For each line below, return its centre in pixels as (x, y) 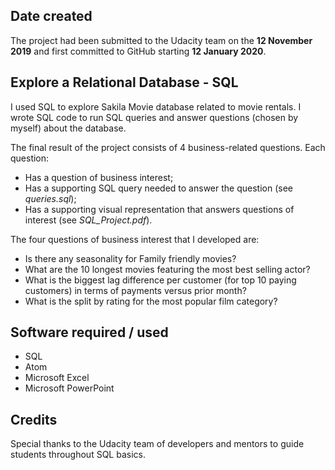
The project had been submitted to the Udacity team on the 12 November (161, 40)
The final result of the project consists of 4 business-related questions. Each (168, 147)
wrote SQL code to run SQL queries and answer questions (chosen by (154, 117)
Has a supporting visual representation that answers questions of (159, 209)
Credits (34, 419)
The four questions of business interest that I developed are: (135, 239)
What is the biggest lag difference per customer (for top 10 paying (160, 280)
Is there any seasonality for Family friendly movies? (130, 258)
